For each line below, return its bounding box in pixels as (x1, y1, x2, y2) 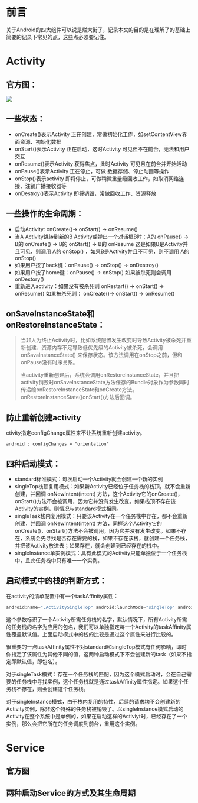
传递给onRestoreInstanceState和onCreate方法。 (20, 386, 138, 393)
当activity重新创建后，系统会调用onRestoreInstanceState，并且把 (20, 371, 180, 378)
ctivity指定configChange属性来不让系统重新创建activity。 (6, 429, 146, 436)
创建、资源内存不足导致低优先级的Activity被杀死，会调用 (25, 344, 163, 351)
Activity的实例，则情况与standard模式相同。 (14, 505, 122, 512)
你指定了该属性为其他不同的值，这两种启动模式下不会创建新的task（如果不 (6, 650, 187, 658)
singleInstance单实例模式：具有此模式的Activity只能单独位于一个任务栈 (14, 549, 187, 556)
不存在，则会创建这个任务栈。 (16, 685, 89, 692)
